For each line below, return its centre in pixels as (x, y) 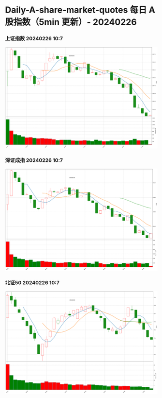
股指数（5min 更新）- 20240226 (71, 22)
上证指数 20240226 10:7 (34, 38)
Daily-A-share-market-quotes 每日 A (80, 10)
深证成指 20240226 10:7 (34, 160)
